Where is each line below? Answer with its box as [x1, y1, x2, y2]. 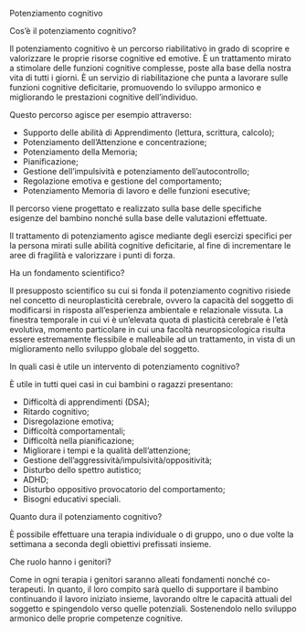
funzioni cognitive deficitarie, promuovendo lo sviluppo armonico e [9, 82, 262, 92]
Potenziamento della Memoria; [22, 146, 139, 157]
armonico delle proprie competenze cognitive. [9, 613, 184, 624]
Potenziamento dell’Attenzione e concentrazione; [22, 137, 207, 147]
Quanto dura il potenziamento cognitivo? [9, 512, 163, 522]
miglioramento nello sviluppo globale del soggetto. [9, 343, 200, 354]
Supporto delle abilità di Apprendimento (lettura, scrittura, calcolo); [22, 127, 275, 138]
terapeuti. [9, 584, 46, 595]
